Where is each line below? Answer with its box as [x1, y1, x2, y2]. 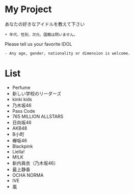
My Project [5, 4, 52, 15]
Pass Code [12, 108, 35, 114]
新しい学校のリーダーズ [12, 90, 62, 96]
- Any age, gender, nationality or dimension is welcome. [5, 51, 130, 56]
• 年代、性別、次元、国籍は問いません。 [5, 32, 77, 37]
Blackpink [12, 143, 33, 149]
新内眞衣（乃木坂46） [12, 160, 59, 166]
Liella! [12, 148, 25, 154]
